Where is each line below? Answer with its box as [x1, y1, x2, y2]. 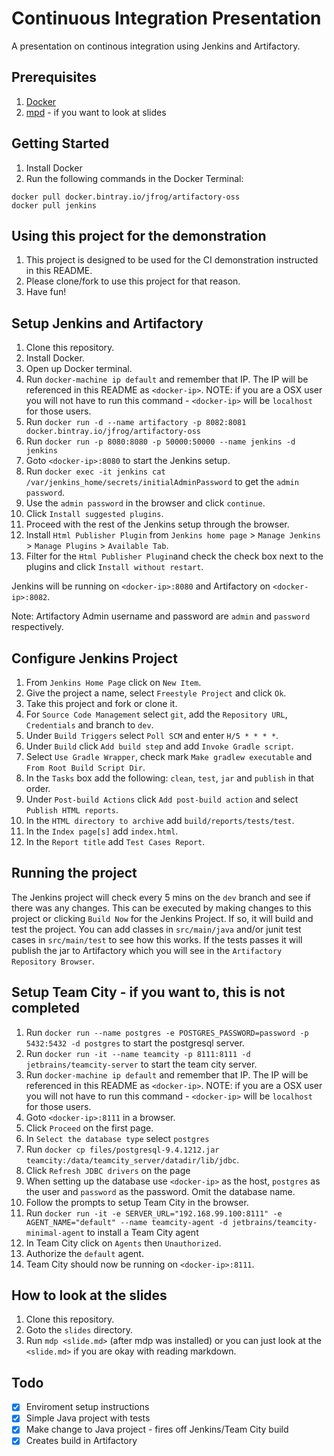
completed [11, 1000, 81, 1017]
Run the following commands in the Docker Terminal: [25, 172, 244, 184]
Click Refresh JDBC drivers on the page [25, 1164, 191, 1176]
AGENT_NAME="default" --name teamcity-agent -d [25, 1217, 228, 1227]
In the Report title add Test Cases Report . [25, 836, 206, 847]
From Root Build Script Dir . [25, 762, 146, 773]
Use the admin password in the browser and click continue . [25, 497, 266, 509]
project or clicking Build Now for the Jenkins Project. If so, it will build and [11, 912, 314, 924]
